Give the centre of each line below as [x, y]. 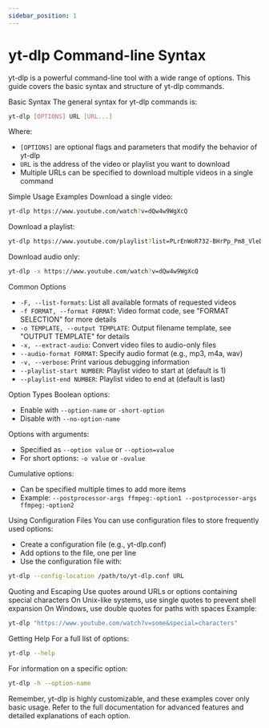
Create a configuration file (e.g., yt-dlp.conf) [93, 544]
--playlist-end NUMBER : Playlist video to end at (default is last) [122, 379]
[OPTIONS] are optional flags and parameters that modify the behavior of [139, 147]
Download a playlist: [42, 227]
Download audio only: [44, 257]
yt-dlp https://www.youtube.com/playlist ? [80, 241]
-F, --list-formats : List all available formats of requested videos [128, 302]
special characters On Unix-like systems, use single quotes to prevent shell [132, 600]
